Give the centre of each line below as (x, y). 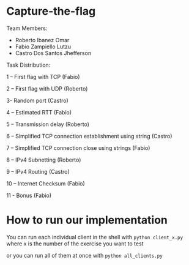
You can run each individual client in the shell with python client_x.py (95, 237)
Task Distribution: (28, 65)
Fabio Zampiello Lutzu (43, 47)
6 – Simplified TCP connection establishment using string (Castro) (89, 136)
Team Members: (27, 28)
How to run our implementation (87, 220)
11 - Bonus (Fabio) (29, 195)
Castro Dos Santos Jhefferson (53, 53)
